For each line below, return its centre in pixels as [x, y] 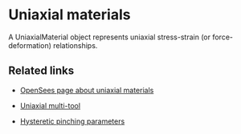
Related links [41, 71]
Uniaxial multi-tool [50, 105]
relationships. [76, 45]
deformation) [30, 45]
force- [223, 37]
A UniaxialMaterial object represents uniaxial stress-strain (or [110, 37]
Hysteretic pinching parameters [72, 121]
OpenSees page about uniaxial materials [87, 90]
